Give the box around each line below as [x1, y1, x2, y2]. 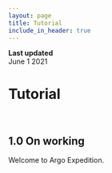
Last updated [8, 49, 54, 58]
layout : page [8, 11, 52, 20]
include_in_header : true [8, 26, 91, 34]
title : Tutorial [8, 19, 62, 27]
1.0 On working [8, 134, 86, 147]
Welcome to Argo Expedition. [8, 155, 105, 165]
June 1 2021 [8, 57, 48, 66]
